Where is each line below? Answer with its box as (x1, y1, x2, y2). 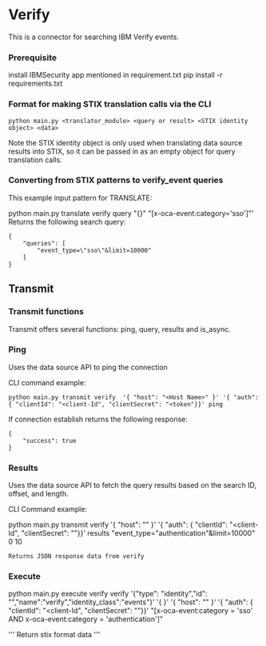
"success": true (22, 437, 77, 445)
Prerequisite (8, 52, 58, 63)
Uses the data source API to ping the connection (8, 362, 168, 372)
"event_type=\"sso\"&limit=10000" (37, 246, 152, 254)
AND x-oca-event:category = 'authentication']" (8, 614, 164, 624)
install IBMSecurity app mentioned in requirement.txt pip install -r (8, 70, 223, 80)
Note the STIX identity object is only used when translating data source (8, 138, 243, 147)
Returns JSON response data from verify (8, 552, 145, 560)
